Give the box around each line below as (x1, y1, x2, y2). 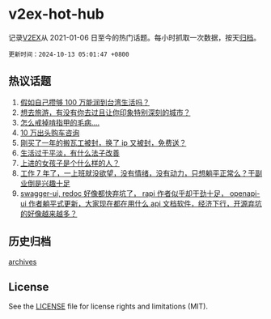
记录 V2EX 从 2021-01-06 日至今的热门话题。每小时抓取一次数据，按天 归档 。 (8, 32, 261, 42)
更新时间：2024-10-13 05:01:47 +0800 (8, 50, 129, 58)
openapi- (229, 188, 260, 198)
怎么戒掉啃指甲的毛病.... (19, 117, 100, 127)
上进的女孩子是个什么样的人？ (19, 158, 120, 168)
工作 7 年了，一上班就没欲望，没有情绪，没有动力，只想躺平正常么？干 (19, 168, 256, 178)
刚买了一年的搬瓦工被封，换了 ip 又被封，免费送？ (19, 138, 187, 147)
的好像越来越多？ (19, 208, 78, 219)
